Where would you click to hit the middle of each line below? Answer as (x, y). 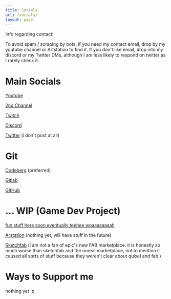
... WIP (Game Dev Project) (63, 211)
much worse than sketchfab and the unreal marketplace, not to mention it (83, 251)
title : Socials (22, 10)
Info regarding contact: (29, 34)
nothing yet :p (20, 291)
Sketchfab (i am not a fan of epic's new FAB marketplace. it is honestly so (83, 245)
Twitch (12, 116)
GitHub (13, 190)
